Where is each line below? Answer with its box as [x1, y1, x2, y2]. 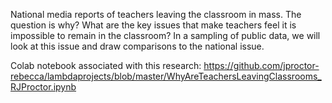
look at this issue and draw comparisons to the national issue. [10, 40, 265, 52]
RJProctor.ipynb [10, 81, 77, 93]
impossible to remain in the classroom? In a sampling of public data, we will [10, 30, 321, 41]
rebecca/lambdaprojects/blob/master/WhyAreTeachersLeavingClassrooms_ [10, 70, 322, 82]
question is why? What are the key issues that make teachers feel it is [10, 19, 297, 31]
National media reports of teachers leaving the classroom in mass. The [10, 9, 302, 20]
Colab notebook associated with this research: [10, 60, 202, 71]
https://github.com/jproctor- [203, 60, 320, 71]
